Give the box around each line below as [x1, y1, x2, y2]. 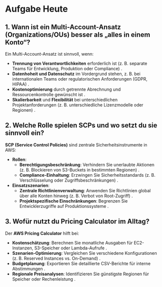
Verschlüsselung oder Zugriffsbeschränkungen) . [19, 177, 119, 183]
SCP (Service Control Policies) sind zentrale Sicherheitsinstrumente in [5, 142, 147, 147]
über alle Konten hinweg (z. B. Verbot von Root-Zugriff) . [19, 193, 133, 199]
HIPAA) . [12, 82, 29, 87]
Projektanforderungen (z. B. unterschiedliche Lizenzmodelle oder [12, 102, 143, 108]
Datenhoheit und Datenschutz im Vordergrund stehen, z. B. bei [12, 71, 141, 77]
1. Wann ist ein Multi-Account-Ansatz [5, 23, 121, 31]
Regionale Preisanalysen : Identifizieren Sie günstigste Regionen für [12, 271, 149, 277]
